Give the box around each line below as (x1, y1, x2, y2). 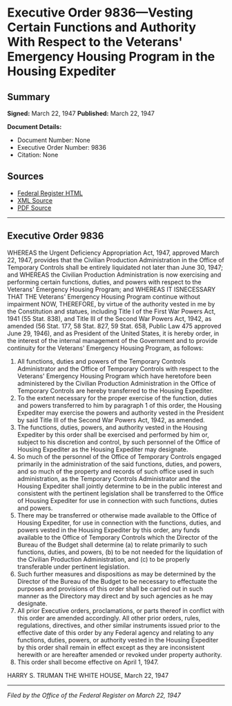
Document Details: (7, 123, 62, 130)
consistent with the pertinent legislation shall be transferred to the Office (17, 489, 224, 498)
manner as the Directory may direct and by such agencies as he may (17, 591, 213, 600)
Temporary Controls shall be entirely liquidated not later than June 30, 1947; (7, 263, 223, 271)
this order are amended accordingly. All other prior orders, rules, (17, 614, 201, 622)
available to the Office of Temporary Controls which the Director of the (17, 533, 219, 541)
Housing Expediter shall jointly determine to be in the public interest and (17, 482, 222, 490)
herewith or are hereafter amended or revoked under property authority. (17, 650, 222, 658)
